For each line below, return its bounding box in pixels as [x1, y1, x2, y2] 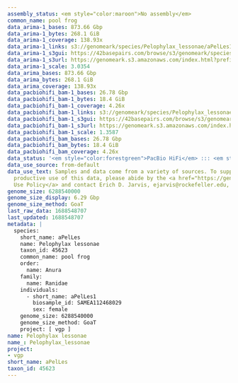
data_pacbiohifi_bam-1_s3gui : [7, 115, 97, 122]
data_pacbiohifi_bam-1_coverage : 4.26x [7, 102, 125, 110]
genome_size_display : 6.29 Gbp [7, 194, 100, 201]
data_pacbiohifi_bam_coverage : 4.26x [7, 148, 119, 155]
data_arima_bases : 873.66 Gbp [7, 69, 97, 76]
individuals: [20, 286, 59, 293]
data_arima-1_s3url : [7, 57, 69, 64]
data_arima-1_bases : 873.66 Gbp [7, 23, 103, 30]
